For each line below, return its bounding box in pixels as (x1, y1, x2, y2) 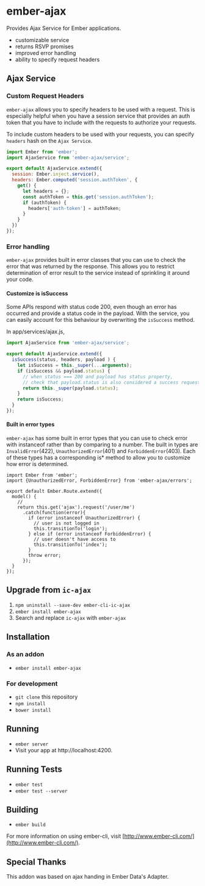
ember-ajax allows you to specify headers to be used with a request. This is (6, 106, 195, 113)
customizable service (15, 36, 70, 43)
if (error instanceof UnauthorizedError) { (28, 515, 140, 521)
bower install (15, 707, 51, 713)
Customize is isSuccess (6, 289, 68, 297)
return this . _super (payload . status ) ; (22, 385, 119, 391)
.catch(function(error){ (22, 510, 86, 516)
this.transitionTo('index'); (33, 542, 108, 548)
